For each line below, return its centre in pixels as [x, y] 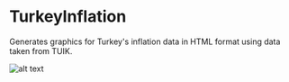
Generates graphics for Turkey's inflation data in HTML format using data [145, 41]
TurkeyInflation [68, 17]
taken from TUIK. [41, 50]
